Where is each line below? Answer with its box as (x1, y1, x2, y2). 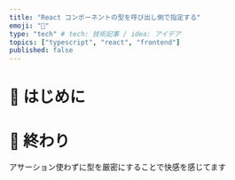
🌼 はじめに (9, 87, 86, 107)
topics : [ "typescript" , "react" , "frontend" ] (9, 37, 180, 47)
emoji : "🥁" (9, 21, 50, 30)
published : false (9, 46, 74, 55)
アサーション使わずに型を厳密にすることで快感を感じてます (9, 161, 226, 173)
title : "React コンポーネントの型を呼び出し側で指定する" (9, 12, 201, 22)
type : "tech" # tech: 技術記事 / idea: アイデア (9, 29, 182, 38)
